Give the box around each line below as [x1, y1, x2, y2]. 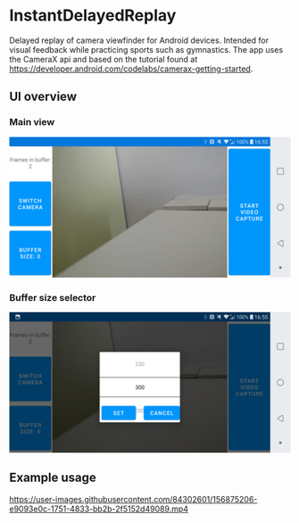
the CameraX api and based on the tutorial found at [9, 54, 198, 64]
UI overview [9, 89, 78, 104]
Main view [9, 116, 55, 129]
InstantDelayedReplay [9, 5, 177, 26]
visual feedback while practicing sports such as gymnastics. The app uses [9, 44, 284, 54]
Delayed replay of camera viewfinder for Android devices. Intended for [9, 35, 270, 46]
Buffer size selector [9, 291, 96, 303]
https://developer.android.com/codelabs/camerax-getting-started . [9, 63, 253, 74]
